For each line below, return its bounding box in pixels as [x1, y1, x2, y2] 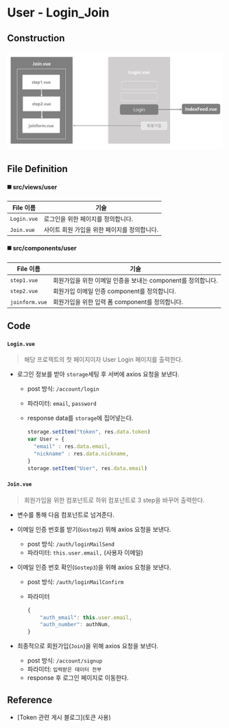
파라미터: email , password [27, 399, 97, 407]
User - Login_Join [7, 5, 110, 21]
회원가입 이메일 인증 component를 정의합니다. [52, 287, 176, 295]
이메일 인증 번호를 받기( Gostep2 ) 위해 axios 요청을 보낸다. [16, 525, 171, 533]
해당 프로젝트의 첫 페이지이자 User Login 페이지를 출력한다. [23, 356, 183, 364]
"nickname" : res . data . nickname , [33, 450, 129, 457]
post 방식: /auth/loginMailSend [27, 539, 115, 548]
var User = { [27, 436, 65, 443]
